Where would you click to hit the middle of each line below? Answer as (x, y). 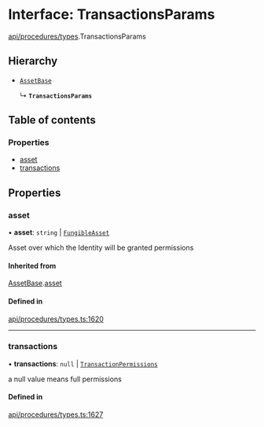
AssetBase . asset (35, 283)
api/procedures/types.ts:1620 (56, 319)
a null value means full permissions (65, 379)
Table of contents (52, 120)
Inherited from (32, 265)
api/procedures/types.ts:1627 (56, 414)
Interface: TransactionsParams (112, 15)
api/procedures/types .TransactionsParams (77, 36)
